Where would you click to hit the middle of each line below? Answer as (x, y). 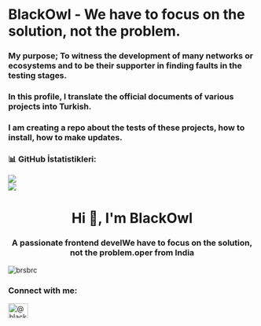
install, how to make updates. (66, 137)
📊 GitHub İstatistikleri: (52, 159)
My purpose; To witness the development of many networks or (131, 56)
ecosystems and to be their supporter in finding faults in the (125, 66)
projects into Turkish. (50, 106)
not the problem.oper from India (132, 253)
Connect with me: (43, 291)
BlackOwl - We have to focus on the (127, 15)
